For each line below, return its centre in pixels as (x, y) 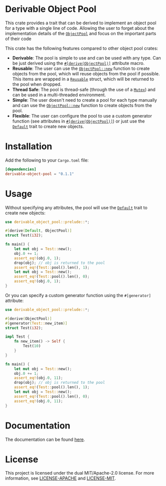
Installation (29, 147)
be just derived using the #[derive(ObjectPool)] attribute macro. (78, 63)
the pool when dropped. (37, 84)
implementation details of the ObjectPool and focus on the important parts (81, 33)
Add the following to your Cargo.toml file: (47, 160)
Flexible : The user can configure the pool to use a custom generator (82, 116)
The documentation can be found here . (45, 439)
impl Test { (17, 337)
